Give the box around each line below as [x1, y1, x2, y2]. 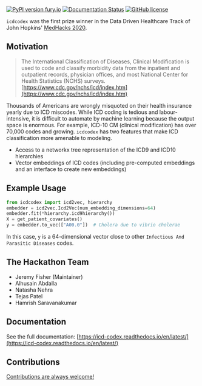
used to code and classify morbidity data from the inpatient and [21, 64, 181, 71]
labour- [159, 108, 178, 116]
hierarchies [15, 152, 44, 160]
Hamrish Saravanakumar [15, 299, 77, 306]
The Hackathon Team [6, 257, 89, 267]
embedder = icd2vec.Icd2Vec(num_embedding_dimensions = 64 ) [6, 205, 156, 211]
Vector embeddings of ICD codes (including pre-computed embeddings [15, 159, 195, 166]
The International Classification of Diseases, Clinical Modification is [21, 58, 190, 65]
